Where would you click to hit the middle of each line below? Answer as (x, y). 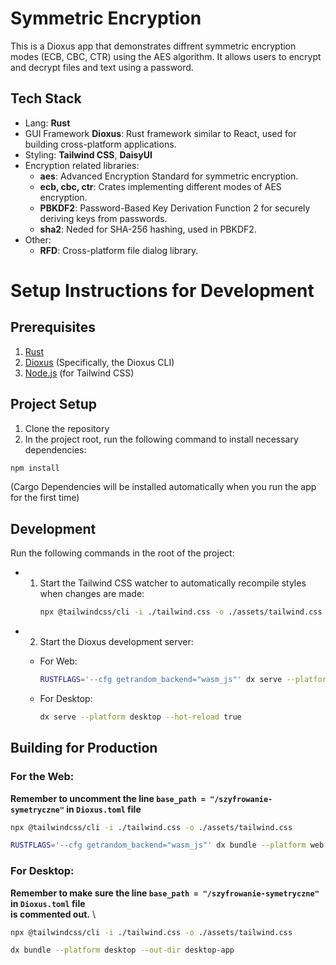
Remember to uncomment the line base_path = (108, 798)
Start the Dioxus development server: (116, 642)
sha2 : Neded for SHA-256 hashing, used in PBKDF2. (148, 229)
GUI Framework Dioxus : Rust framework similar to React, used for (160, 133)
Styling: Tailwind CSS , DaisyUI (88, 154)
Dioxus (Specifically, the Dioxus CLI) (99, 362)
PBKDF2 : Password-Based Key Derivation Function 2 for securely (175, 208)
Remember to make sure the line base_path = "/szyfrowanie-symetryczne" (165, 893)
